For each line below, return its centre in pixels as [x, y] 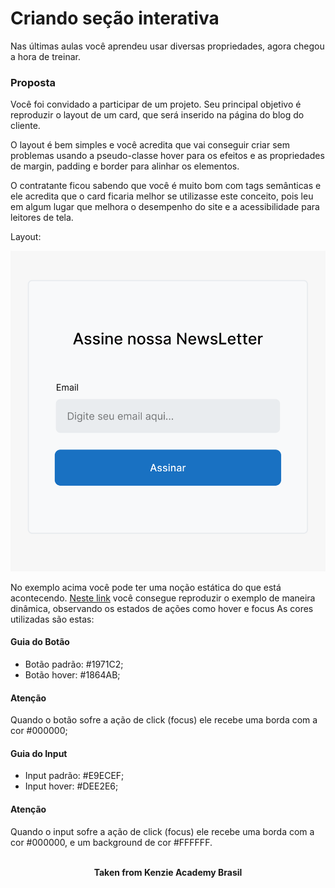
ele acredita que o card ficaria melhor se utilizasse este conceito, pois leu [162, 196]
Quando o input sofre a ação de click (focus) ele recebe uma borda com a [162, 831]
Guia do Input [39, 753]
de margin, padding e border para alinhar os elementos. [125, 166]
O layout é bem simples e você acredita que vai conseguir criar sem [150, 145]
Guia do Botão [40, 642]
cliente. [25, 126]
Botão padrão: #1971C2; [74, 664]
